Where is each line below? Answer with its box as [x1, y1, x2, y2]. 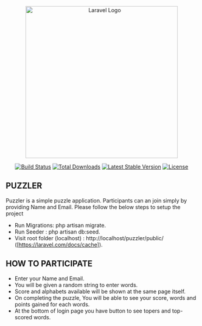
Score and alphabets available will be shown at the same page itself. [14, 288, 186, 295]
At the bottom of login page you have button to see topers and [14, 307, 171, 314]
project [5, 210, 24, 217]
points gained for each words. [14, 300, 90, 308]
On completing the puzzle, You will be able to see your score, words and [14, 294, 197, 301]
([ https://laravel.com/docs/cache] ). [14, 241, 103, 248]
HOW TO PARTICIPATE [5, 258, 92, 269]
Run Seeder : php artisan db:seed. [14, 228, 101, 235]
